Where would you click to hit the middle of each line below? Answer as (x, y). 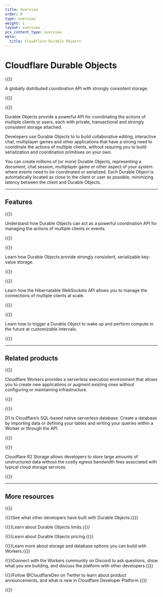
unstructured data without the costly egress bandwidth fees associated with (81, 462)
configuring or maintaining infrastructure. (46, 390)
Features (19, 202)
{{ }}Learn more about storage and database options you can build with (76, 546)
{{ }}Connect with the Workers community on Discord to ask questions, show (81, 560)
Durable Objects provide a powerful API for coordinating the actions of (75, 116)
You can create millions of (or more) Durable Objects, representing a (73, 161)
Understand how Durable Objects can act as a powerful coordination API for (81, 223)
